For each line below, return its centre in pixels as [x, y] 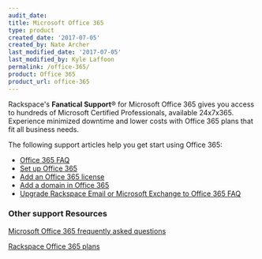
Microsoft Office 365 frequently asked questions [87, 231]
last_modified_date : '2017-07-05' [65, 52]
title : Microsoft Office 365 [56, 23]
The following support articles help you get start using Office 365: [115, 145]
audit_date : [28, 15]
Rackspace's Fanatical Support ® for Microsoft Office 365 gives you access [131, 104]
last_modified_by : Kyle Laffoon [61, 60]
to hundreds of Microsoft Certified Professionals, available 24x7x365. [121, 112]
